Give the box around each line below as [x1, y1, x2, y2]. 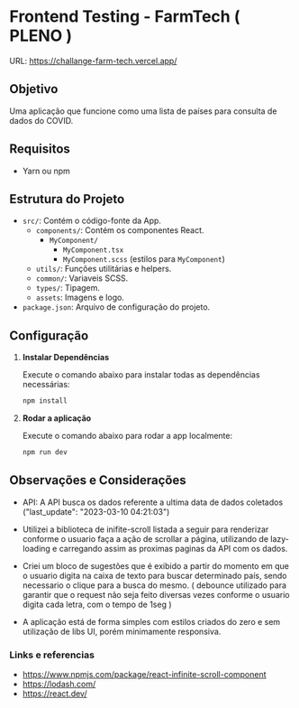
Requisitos [9, 142, 70, 157]
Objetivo [9, 81, 59, 97]
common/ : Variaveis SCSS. [35, 273, 129, 284]
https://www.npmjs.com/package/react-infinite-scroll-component [22, 669, 267, 680]
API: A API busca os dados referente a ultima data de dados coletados [22, 497, 284, 508]
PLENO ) [9, 25, 73, 46]
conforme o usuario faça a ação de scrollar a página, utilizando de [22, 533, 268, 544]
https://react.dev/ [22, 688, 87, 699]
